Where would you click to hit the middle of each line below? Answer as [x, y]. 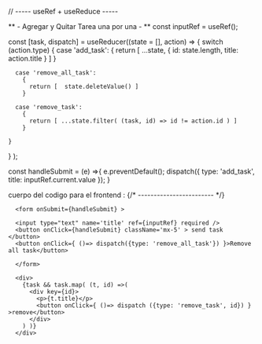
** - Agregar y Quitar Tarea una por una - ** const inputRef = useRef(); [123, 26]
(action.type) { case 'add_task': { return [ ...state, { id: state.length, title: [123, 50]
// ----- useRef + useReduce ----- [63, 11]
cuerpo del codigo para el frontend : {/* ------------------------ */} [117, 195]
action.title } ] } [32, 59]
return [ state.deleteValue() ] [84, 86]
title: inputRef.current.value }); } [59, 179]
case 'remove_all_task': [56, 73]
